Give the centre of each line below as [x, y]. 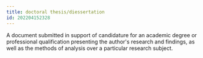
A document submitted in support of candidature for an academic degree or [101, 35]
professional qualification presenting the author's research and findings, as [101, 42]
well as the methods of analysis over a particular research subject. [90, 48]
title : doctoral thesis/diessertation [55, 12]
